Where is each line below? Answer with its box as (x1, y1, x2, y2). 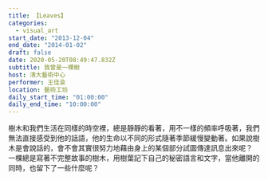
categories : (8, 19, 48, 27)
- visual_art (15, 26, 59, 34)
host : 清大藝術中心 (8, 71, 66, 79)
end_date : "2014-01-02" (8, 41, 88, 49)
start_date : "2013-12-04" (8, 33, 94, 42)
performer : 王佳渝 (8, 78, 66, 86)
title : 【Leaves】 (8, 11, 67, 20)
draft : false (8, 49, 52, 57)
